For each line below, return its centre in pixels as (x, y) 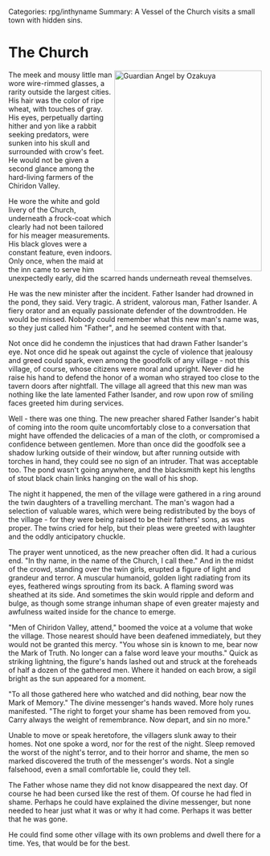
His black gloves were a (48, 243)
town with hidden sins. (45, 20)
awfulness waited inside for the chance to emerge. (92, 611)
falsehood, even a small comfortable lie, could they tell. (100, 769)
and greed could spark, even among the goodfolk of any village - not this (129, 360)
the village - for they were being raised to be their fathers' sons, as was (127, 519)
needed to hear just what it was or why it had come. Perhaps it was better (131, 810)
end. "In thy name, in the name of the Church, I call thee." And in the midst (131, 560)
